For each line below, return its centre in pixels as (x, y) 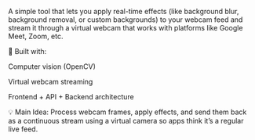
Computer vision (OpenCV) (52, 66)
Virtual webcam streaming (51, 82)
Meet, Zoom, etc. (36, 36)
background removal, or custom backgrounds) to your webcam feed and (126, 20)
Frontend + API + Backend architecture (71, 97)
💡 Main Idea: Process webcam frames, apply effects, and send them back (127, 112)
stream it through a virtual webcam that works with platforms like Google (126, 28)
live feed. (23, 129)
